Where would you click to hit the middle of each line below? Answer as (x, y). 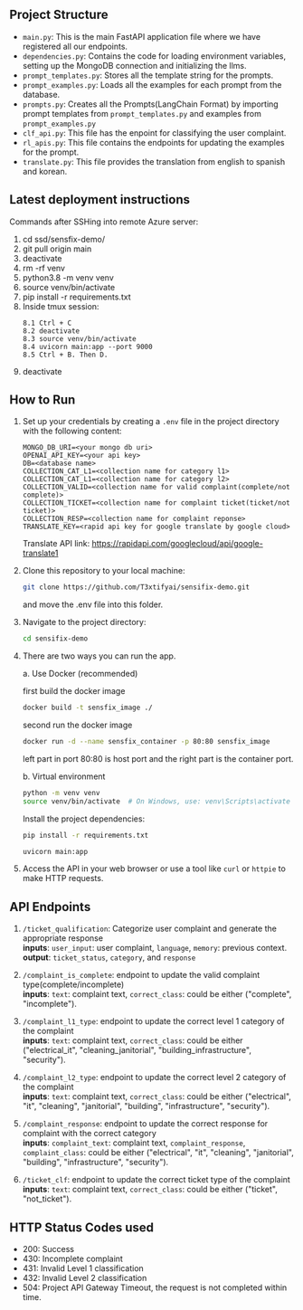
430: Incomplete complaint (73, 1259)
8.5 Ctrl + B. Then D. (65, 355)
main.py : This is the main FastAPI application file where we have (141, 36)
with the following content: (72, 431)
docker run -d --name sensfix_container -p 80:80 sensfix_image (146, 742)
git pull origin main (57, 249)
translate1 (40, 553)
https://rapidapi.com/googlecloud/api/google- (178, 544)
